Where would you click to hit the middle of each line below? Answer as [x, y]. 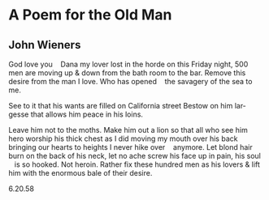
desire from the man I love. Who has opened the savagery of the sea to [130, 81]
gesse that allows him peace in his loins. [76, 114]
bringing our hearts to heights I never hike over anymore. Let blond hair [131, 147]
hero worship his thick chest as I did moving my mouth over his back [123, 138]
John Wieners [45, 45]
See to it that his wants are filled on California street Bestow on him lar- [127, 106]
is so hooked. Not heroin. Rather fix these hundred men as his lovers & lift [137, 164]
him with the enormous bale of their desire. [80, 173]
